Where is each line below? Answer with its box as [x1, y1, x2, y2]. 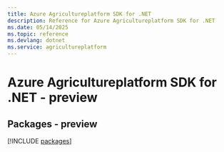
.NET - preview [7, 90, 98, 106]
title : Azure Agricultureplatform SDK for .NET [7, 10, 152, 18]
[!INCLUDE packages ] [7, 137, 72, 145]
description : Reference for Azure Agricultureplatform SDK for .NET [7, 17, 215, 24]
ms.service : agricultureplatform [7, 44, 107, 51]
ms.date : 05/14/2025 [7, 24, 69, 31]
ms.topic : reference [7, 30, 69, 38]
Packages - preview [7, 118, 98, 130]
